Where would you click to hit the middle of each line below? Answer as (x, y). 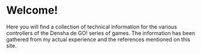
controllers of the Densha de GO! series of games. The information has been (101, 33)
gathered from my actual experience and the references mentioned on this (98, 39)
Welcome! (32, 10)
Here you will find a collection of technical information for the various (91, 27)
